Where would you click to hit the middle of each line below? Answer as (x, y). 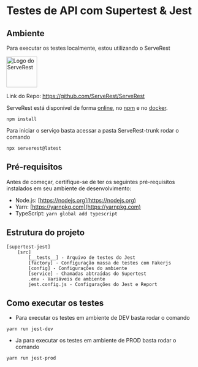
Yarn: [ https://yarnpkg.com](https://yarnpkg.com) (78, 207)
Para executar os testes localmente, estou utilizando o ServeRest (88, 48)
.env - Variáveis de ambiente (67, 279)
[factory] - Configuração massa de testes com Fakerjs (100, 263)
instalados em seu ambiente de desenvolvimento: (69, 188)
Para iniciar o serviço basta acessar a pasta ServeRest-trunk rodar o (93, 130)
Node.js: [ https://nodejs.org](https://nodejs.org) (76, 200)
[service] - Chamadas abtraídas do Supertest (88, 274)
